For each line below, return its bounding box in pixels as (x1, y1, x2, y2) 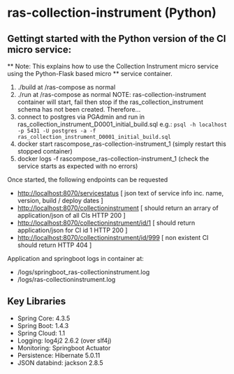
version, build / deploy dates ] (17, 197, 103, 204)
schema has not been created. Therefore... (17, 105, 141, 113)
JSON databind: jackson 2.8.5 (17, 358, 103, 367)
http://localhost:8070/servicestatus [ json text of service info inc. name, (17, 189, 224, 197)
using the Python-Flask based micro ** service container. (7, 70, 173, 77)
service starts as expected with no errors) (17, 162, 138, 170)
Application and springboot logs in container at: (7, 255, 145, 262)
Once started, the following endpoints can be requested (7, 176, 168, 184)
